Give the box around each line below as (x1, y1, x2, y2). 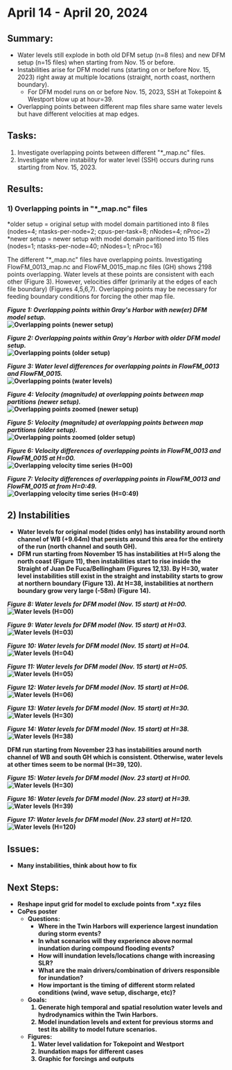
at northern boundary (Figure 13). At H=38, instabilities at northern (17, 579, 213, 587)
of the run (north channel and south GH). (17, 542, 137, 551)
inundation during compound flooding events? (37, 944, 175, 952)
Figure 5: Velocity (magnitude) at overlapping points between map (7, 418, 204, 426)
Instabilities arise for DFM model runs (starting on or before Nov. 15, (17, 66, 211, 74)
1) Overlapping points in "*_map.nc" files (7, 204, 148, 214)
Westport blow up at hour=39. (27, 95, 114, 103)
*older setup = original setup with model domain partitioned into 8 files (7, 220, 209, 228)
